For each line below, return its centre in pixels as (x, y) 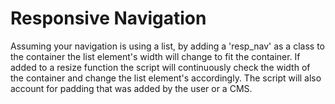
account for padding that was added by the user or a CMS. (131, 88)
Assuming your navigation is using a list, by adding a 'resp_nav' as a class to (167, 46)
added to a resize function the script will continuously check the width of (160, 67)
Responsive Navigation (108, 18)
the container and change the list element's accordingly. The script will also (166, 78)
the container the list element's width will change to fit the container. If (155, 56)
